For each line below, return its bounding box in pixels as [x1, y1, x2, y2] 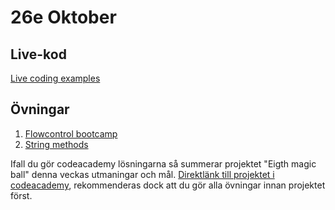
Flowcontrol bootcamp [24, 127, 118, 140]
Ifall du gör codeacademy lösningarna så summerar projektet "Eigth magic [10, 157, 317, 170]
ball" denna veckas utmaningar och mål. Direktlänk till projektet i [10, 168, 275, 180]
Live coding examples [10, 72, 101, 84]
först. [10, 189, 33, 201]
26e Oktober [10, 6, 117, 29]
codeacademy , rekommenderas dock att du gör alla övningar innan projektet [10, 179, 326, 191]
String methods [24, 138, 89, 150]
